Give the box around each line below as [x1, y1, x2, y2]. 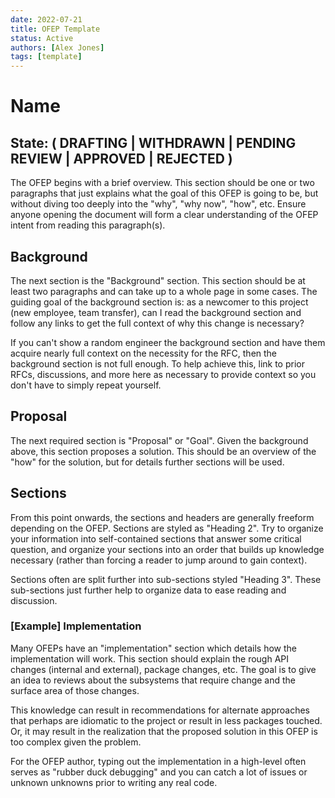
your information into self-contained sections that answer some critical [10, 532, 302, 545]
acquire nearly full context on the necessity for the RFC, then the [10, 347, 278, 359]
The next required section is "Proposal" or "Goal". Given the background [10, 434, 309, 446]
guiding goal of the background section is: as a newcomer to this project [10, 296, 309, 308]
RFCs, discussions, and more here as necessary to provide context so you [10, 368, 317, 380]
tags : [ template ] [10, 52, 83, 62]
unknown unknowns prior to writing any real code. [10, 776, 218, 788]
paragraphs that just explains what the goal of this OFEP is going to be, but [10, 187, 319, 200]
